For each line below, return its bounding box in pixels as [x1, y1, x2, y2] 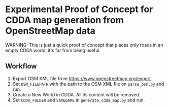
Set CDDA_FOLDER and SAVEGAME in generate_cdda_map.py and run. [12, 97, 145, 103]
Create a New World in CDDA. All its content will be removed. [12, 91, 141, 97]
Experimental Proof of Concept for [5, 4, 153, 15]
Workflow [5, 62, 37, 70]
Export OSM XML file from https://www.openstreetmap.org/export [12, 75, 151, 82]
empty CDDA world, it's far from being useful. [5, 47, 101, 53]
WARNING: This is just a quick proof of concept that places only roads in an [5, 42, 163, 48]
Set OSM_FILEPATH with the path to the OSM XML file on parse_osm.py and [12, 81, 164, 87]
